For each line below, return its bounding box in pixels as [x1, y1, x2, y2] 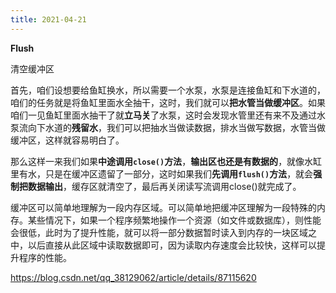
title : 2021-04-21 [10, 14, 87, 25]
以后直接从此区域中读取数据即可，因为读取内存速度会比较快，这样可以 [27, 239, 317, 251]
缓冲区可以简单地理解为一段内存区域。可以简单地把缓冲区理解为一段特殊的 [10, 201, 317, 213]
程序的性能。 [18, 251, 72, 263]
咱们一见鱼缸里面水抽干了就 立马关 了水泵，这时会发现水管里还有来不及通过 [10, 109, 317, 121]
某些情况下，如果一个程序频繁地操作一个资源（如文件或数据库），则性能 [27, 214, 322, 226]
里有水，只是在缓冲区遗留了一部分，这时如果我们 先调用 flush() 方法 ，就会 [10, 167, 314, 180]
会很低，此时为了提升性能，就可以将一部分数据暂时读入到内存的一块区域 [10, 226, 308, 238]
